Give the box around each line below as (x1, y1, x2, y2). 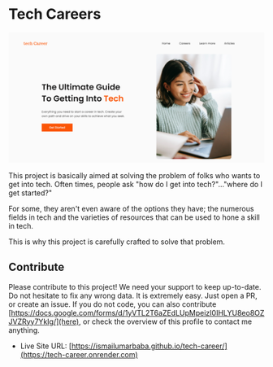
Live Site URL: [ (19, 341, 72, 351)
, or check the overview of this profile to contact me (78, 317, 253, 326)
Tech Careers (8, 5, 102, 24)
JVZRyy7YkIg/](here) (8, 317, 80, 326)
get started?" (8, 188, 53, 198)
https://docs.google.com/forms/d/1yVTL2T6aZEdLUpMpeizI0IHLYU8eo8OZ (11, 308, 265, 317)
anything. (8, 325, 41, 334)
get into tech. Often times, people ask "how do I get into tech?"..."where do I (8, 179, 262, 189)
